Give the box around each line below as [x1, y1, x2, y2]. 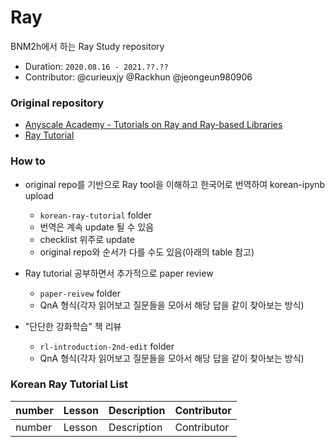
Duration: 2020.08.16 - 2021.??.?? [24, 60, 169, 72]
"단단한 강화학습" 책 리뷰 [24, 320, 122, 332]
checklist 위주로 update [39, 233, 135, 245]
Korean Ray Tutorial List [10, 377, 129, 391]
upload [24, 189, 55, 201]
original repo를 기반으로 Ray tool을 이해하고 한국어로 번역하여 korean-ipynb [24, 178, 326, 190]
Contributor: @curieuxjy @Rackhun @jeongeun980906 [24, 71, 253, 83]
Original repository [10, 96, 105, 110]
